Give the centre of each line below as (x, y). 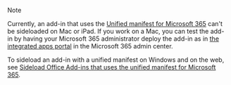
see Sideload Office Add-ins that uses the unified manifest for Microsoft (112, 67)
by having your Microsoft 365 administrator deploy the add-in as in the (117, 39)
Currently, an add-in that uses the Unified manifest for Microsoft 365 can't (115, 24)
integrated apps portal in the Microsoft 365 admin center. (90, 46)
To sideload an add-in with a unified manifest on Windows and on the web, (116, 60)
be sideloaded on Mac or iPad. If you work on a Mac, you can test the (108, 31)
